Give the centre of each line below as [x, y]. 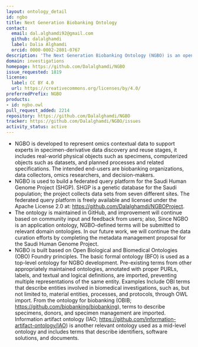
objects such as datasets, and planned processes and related [89, 162]
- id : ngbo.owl [25, 105]
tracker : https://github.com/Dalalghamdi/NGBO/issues [74, 122]
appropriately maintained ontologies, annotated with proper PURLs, [96, 269]
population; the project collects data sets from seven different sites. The [102, 194]
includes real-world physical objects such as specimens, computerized [101, 156]
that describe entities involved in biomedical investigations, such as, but [102, 288]
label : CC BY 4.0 [33, 83]
